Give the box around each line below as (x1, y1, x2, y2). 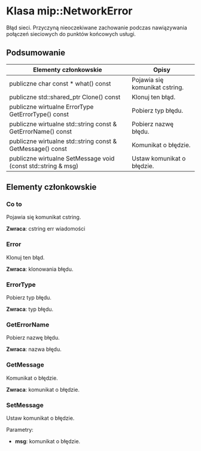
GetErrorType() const (9, 110, 69, 118)
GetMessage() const (9, 144, 67, 153)
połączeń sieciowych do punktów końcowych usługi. (6, 30, 136, 37)
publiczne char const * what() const (9, 79, 111, 87)
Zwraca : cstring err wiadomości (6, 225, 86, 232)
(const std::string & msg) (9, 162, 79, 170)
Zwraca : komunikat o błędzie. (6, 386, 80, 393)
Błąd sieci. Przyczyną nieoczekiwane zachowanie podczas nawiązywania (6, 24, 187, 31)
